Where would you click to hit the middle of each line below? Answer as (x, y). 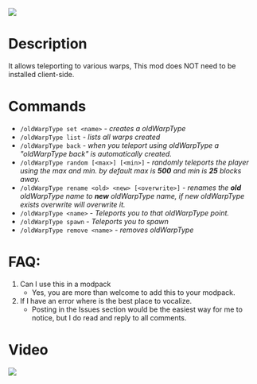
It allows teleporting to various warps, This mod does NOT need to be (122, 66)
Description (48, 44)
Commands (47, 107)
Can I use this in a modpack (65, 284)
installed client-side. (41, 74)
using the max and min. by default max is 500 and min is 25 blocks (130, 170)
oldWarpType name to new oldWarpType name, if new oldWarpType (132, 196)
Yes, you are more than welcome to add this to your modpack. (134, 292)
